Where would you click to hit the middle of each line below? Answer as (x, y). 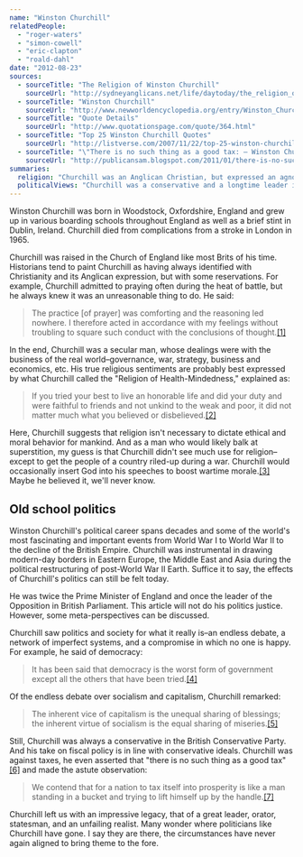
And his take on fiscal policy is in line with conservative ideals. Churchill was (151, 751)
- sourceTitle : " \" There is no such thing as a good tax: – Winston (149, 152)
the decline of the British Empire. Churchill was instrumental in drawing (141, 549)
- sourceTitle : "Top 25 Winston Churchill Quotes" (115, 135)
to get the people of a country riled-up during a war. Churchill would (163, 462)
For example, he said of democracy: (76, 651)
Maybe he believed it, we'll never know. (83, 481)
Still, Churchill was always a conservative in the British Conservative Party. (148, 741)
